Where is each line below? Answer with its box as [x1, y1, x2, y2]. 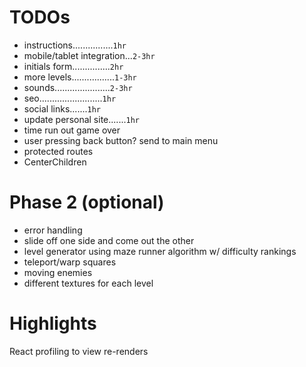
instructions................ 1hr [23, 39, 127, 51]
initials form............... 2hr [23, 60, 124, 72]
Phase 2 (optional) [9, 191, 165, 214]
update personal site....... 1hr [23, 113, 140, 125]
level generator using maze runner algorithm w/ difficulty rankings [23, 245, 297, 257]
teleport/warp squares [23, 256, 117, 268]
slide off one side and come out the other [23, 234, 195, 246]
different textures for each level [23, 277, 154, 289]
